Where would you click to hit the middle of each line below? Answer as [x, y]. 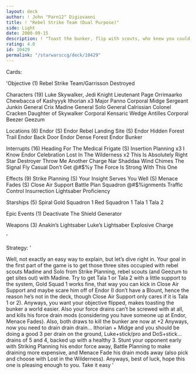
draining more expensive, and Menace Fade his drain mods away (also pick [97, 352]
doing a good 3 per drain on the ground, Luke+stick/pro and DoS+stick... [94, 334]
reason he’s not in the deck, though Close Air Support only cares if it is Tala [97, 296]
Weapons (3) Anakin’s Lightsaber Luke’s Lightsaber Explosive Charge [90, 225]
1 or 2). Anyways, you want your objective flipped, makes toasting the [90, 302]
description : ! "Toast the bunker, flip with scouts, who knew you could [98, 39]
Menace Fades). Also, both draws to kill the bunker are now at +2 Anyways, [97, 321]
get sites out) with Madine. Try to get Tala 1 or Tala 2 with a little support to [96, 278]
